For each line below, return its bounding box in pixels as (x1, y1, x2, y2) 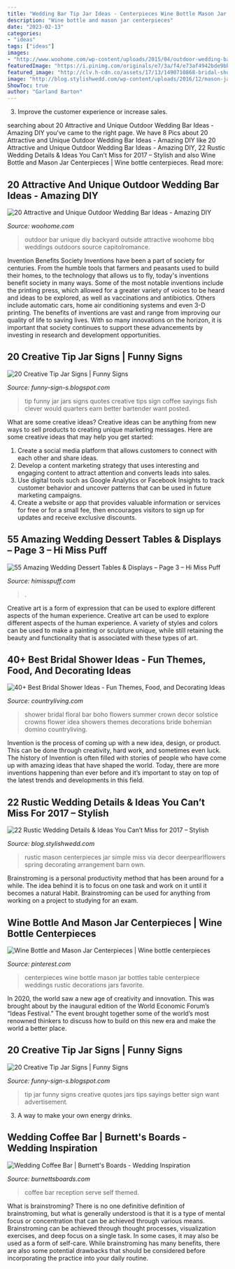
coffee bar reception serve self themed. (24, 1188, 139, 1196)
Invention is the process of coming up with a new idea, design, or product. (7, 739, 222, 747)
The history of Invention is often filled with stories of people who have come (7, 754, 227, 762)
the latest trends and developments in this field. (7, 776, 145, 784)
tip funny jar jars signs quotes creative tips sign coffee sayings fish (24, 396, 218, 405)
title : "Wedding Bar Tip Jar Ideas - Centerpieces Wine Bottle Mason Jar (7, 10, 227, 18)
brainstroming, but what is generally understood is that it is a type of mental (7, 1209, 225, 1217)
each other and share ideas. (17, 453, 99, 462)
